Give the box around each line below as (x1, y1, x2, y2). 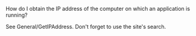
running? (5, 11, 28, 19)
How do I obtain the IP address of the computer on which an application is (5, 5, 191, 12)
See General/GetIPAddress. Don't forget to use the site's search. (5, 23, 166, 30)
